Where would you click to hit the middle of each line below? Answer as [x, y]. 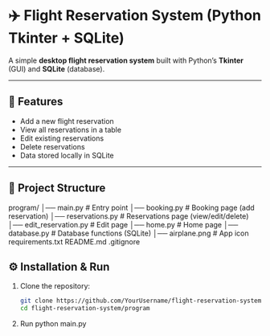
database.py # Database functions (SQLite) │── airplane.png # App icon [129, 233]
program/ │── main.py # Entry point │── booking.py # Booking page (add [131, 207]
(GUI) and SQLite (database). [57, 68]
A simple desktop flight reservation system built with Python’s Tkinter [126, 60]
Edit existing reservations [62, 138]
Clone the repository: [55, 286]
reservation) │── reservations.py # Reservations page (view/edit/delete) [129, 216]
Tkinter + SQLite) [66, 38]
